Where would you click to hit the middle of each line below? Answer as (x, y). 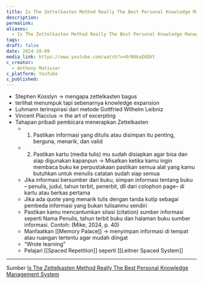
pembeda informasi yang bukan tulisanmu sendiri (85, 205)
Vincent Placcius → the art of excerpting (65, 116)
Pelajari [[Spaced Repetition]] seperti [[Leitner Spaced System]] (103, 251)
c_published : (23, 79)
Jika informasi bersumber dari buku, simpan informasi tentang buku (108, 180)
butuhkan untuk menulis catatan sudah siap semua (96, 173)
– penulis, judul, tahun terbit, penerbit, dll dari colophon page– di (104, 186)
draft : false (23, 46)
